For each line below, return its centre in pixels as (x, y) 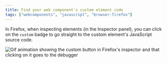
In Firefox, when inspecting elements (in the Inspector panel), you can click (83, 29)
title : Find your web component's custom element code (64, 10)
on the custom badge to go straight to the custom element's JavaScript (79, 34)
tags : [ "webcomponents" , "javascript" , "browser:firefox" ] (69, 15)
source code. (19, 40)
